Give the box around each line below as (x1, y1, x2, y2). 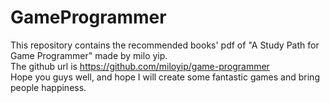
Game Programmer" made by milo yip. (10, 49, 168, 61)
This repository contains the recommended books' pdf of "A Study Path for (10, 39, 320, 51)
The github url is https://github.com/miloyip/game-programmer (10, 60, 270, 72)
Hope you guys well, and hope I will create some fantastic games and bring (10, 71, 320, 83)
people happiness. (10, 81, 87, 93)
